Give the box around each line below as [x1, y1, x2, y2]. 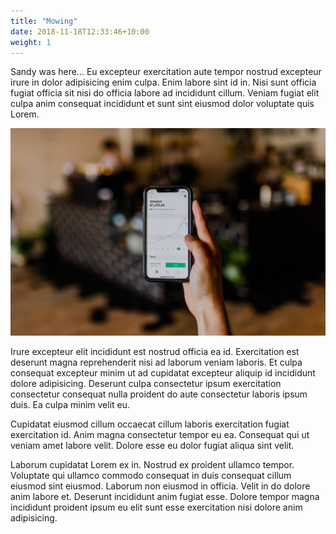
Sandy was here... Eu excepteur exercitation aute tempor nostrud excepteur [10, 66, 322, 78]
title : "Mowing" [10, 16, 78, 26]
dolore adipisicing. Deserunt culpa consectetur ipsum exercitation [10, 377, 282, 389]
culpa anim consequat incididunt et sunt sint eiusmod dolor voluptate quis [10, 98, 315, 110]
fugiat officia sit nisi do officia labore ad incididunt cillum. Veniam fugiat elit [10, 87, 320, 99]
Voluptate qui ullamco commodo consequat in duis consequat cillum [10, 469, 292, 481]
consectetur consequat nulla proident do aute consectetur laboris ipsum [10, 388, 308, 400]
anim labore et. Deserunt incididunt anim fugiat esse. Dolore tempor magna [10, 490, 320, 502]
